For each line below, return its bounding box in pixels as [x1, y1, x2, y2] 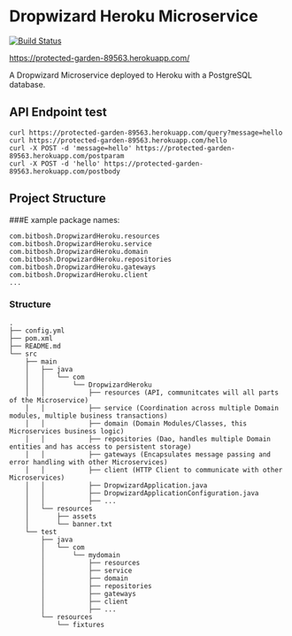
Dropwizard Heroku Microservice [9, 6, 258, 27]
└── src [9, 349, 38, 358]
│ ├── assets [25, 511, 97, 521]
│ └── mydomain [41, 550, 121, 559]
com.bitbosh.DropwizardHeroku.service [9, 239, 152, 249]
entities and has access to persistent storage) [9, 442, 192, 451]
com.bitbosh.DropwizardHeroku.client [9, 270, 149, 280]
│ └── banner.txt [25, 519, 113, 528]
